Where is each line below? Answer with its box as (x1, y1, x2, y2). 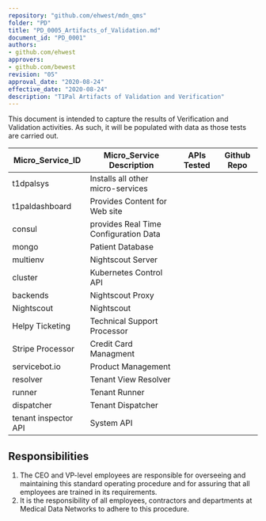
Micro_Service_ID (13, 155, 82, 166)
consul (12, 223, 37, 234)
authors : (8, 41, 37, 49)
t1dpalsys (12, 178, 50, 189)
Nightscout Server (89, 254, 158, 265)
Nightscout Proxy (89, 290, 154, 301)
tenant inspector (12, 413, 74, 424)
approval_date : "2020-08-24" (8, 78, 104, 86)
